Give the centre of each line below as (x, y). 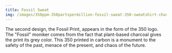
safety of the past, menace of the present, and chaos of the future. (76, 45)
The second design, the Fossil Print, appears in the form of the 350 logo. (82, 29)
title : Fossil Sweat (27, 10)
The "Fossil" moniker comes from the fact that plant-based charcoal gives (83, 34)
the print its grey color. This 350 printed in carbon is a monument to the (81, 40)
